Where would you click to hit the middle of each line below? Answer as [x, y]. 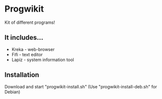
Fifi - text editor [27, 54]
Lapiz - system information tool [43, 60]
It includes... [24, 38]
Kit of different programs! [30, 22]
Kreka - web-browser [33, 49]
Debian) [12, 92]
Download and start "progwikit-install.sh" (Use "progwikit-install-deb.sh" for [81, 86]
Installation [22, 75]
